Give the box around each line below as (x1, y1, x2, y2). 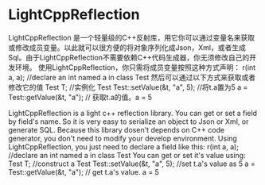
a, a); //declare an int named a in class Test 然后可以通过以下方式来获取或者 (8, 72, 256, 82)
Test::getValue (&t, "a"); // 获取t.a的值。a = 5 (8, 92, 153, 102)
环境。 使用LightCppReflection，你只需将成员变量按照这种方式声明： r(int (14, 62, 256, 72)
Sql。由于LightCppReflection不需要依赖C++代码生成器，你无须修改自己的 (8, 52, 250, 62)
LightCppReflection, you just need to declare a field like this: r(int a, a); (8, 141, 240, 152)
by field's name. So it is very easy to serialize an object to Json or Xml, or (8, 117, 249, 126)
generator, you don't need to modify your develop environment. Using (8, 133, 237, 143)
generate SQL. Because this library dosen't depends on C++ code (8, 125, 225, 134)
